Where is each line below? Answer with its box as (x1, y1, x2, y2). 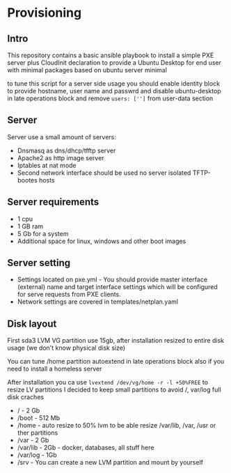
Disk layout (7, 318, 57, 329)
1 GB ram (17, 222, 44, 231)
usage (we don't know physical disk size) (7, 343, 126, 352)
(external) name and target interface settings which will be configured (17, 283, 218, 291)
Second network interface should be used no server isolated (17, 169, 191, 177)
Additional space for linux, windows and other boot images (17, 237, 186, 245)
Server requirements (7, 196, 99, 208)
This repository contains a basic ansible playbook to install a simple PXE (7, 51, 214, 59)
